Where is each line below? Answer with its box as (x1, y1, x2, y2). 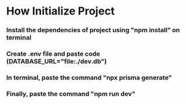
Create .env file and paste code (6, 50, 101, 58)
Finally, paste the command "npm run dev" (6, 89, 136, 98)
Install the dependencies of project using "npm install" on (6, 26, 180, 34)
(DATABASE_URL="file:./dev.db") (6, 57, 107, 66)
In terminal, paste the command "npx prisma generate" (6, 73, 172, 82)
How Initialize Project (6, 4, 115, 18)
